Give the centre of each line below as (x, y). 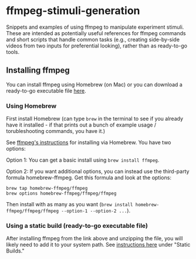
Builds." (15, 251)
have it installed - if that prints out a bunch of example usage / (81, 125)
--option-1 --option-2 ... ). (96, 211)
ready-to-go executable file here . (46, 91)
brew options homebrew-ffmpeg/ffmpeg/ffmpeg (61, 194)
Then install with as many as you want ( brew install (70, 205)
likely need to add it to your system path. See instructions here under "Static (98, 245)
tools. (13, 52)
